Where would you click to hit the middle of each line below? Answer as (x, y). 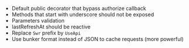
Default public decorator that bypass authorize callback (79, 8)
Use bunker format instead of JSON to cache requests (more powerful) (97, 39)
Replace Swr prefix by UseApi (46, 33)
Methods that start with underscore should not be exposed (83, 14)
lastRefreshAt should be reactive (51, 27)
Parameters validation (38, 21)
